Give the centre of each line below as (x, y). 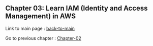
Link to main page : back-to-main (40, 28)
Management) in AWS (41, 16)
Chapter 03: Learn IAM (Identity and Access (77, 8)
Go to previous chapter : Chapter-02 (43, 38)
